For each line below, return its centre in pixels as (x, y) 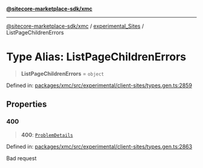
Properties (27, 104)
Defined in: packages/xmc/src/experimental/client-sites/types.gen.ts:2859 (99, 85)
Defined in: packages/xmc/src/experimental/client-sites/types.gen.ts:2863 (99, 146)
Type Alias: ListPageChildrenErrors (96, 57)
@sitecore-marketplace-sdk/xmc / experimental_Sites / (75, 26)
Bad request (21, 158)
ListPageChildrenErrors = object (63, 73)
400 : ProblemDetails (47, 135)
